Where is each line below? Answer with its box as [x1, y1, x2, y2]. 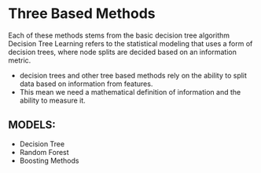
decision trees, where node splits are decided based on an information [8, 47, 237, 56]
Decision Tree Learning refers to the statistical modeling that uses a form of [8, 38, 253, 48]
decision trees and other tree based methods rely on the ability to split [19, 70, 248, 80]
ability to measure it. [19, 96, 86, 105]
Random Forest [19, 147, 69, 157]
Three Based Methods [8, 5, 156, 23]
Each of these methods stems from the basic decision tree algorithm [8, 31, 230, 40]
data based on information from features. [19, 79, 153, 88]
